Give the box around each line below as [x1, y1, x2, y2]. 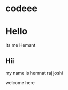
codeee [5, 3, 38, 14]
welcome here [5, 79, 35, 85]
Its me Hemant [5, 42, 36, 48]
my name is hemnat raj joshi [5, 70, 63, 76]
